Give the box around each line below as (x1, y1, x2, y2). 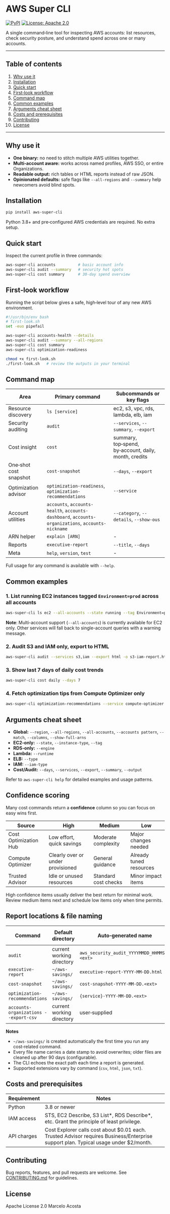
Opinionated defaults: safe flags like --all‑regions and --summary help (13, 176, 161, 183)
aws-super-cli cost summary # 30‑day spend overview (6, 272, 130, 277)
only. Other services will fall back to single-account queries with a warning (6, 625, 161, 631)
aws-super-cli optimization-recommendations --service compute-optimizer (6, 701, 164, 706)
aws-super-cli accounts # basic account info (6, 262, 124, 268)
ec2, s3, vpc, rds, (113, 405, 154, 412)
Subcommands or (116, 390, 160, 397)
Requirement (8, 1095, 40, 1102)
